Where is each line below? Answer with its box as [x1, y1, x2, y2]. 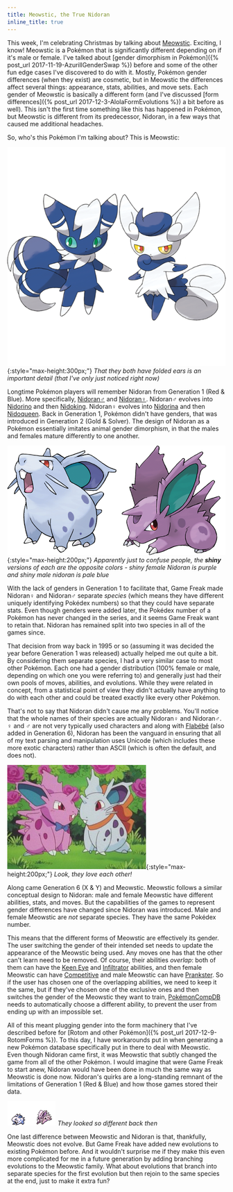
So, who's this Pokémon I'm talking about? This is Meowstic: [7, 133, 180, 142]
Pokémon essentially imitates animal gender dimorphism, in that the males [7, 424, 219, 433]
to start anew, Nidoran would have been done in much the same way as [7, 1065, 212, 1073]
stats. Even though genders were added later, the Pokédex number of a [7, 606, 212, 614]
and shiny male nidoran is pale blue [7, 570, 110, 579]
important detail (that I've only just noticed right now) [7, 373, 160, 382]
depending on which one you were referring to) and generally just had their [7, 671, 222, 680]
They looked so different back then [57, 1118, 158, 1127]
